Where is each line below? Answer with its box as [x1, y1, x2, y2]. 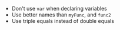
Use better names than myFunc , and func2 [11, 11, 112, 18]
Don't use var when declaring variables [11, 5, 108, 12]
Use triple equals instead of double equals [11, 18, 115, 24]
